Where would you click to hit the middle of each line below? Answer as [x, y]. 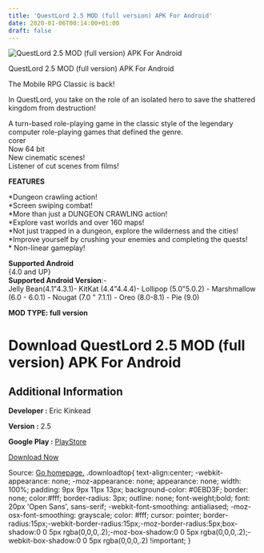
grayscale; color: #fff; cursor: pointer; [140, 515]
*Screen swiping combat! [51, 205]
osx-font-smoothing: [42, 515]
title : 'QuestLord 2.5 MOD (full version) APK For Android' [111, 16]
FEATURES [27, 181]
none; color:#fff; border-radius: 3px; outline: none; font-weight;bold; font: [129, 498]
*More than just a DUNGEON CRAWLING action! [88, 214]
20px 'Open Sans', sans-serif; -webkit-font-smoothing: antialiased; [119, 507]
